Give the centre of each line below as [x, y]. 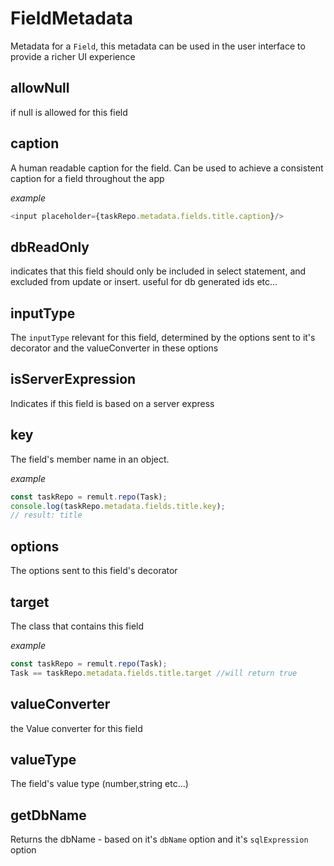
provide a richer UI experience [73, 56]
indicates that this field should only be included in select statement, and [158, 271]
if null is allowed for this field [69, 112]
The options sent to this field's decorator [94, 571]
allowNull [40, 88]
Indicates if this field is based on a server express [112, 403]
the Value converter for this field [76, 728]
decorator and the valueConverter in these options [114, 348]
